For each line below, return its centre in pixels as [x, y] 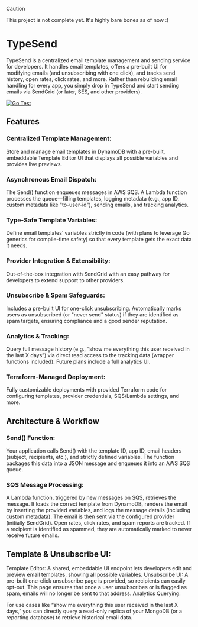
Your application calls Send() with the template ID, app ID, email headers [94, 451]
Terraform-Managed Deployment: [56, 377]
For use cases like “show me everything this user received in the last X [92, 605]
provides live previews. [34, 164]
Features [23, 122]
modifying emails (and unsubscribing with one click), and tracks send [91, 73]
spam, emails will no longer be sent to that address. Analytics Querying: [94, 593]
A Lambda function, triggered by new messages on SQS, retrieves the [91, 498]
